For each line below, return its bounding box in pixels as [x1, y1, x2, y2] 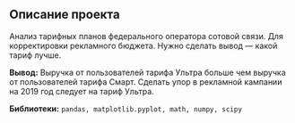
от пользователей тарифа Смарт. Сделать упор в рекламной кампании [9, 76, 282, 87]
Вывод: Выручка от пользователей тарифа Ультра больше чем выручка [9, 67, 287, 78]
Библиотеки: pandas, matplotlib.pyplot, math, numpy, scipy [9, 102, 242, 114]
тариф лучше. [9, 49, 62, 61]
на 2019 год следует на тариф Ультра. [9, 86, 154, 96]
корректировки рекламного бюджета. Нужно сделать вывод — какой [9, 40, 278, 51]
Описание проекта [9, 7, 120, 22]
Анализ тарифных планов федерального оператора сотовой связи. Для [9, 30, 284, 41]
